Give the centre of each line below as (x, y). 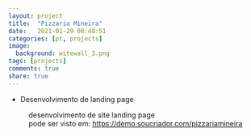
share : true (28, 76)
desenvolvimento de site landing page (92, 115)
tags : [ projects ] (38, 62)
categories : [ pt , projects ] (56, 38)
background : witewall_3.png (63, 53)
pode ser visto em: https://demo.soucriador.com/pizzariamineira (136, 123)
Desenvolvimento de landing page (77, 99)
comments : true (34, 69)
